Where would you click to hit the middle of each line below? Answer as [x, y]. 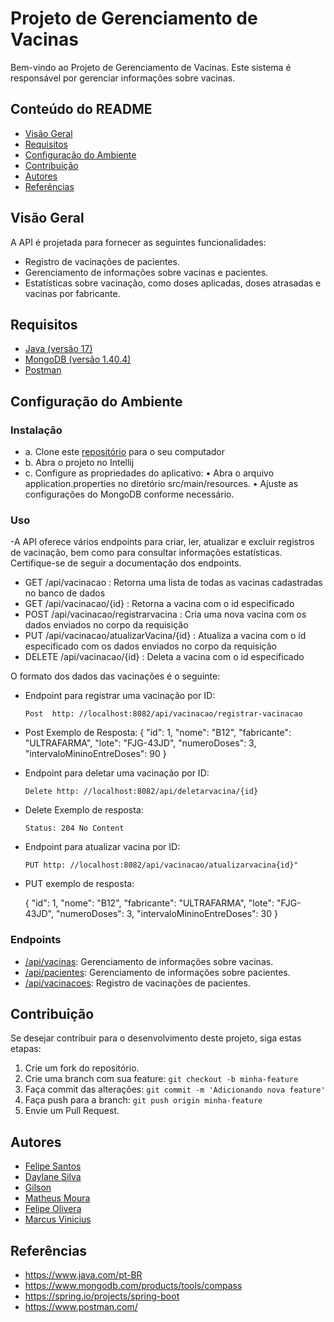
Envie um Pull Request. [72, 1111]
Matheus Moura [57, 1198]
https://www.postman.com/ [81, 1307]
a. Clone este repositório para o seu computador [125, 452]
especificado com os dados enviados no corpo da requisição [151, 646]
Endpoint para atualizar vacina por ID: [102, 847]
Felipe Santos [53, 1166]
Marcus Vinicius [58, 1219]
